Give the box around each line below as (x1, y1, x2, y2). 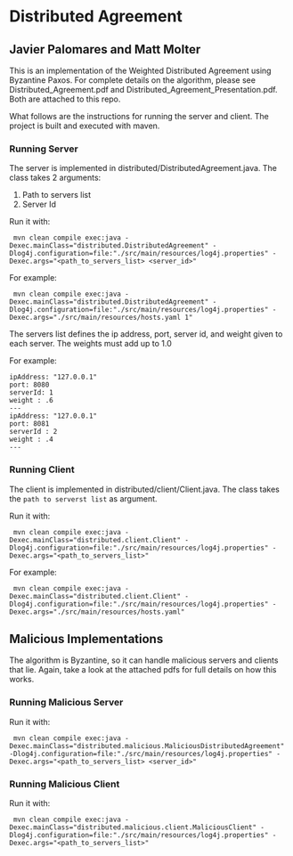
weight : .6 (9, 396, 53, 405)
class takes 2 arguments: (9, 172, 102, 183)
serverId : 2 (9, 428, 58, 436)
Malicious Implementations (9, 631, 164, 647)
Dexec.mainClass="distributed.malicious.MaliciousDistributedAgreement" (9, 741, 285, 750)
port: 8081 (9, 420, 50, 428)
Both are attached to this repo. (9, 94, 121, 104)
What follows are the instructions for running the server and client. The (9, 111, 269, 121)
